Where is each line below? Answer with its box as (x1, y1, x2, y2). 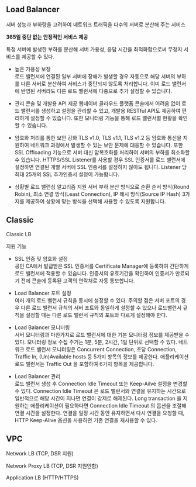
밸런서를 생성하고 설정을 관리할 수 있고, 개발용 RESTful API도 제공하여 (20, 107, 181, 114)
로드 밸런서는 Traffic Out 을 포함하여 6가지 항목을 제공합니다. (14, 360, 154, 367)
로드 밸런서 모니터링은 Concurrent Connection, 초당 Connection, (25, 346, 177, 353)
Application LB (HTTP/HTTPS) (6, 474, 79, 481)
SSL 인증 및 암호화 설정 (14, 255, 68, 262)
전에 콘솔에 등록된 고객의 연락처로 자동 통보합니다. (20, 277, 135, 284)
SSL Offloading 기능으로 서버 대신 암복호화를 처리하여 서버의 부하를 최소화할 (14, 148, 190, 156)
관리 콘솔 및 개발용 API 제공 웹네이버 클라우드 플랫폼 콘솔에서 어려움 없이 (14, 99, 180, 107)
